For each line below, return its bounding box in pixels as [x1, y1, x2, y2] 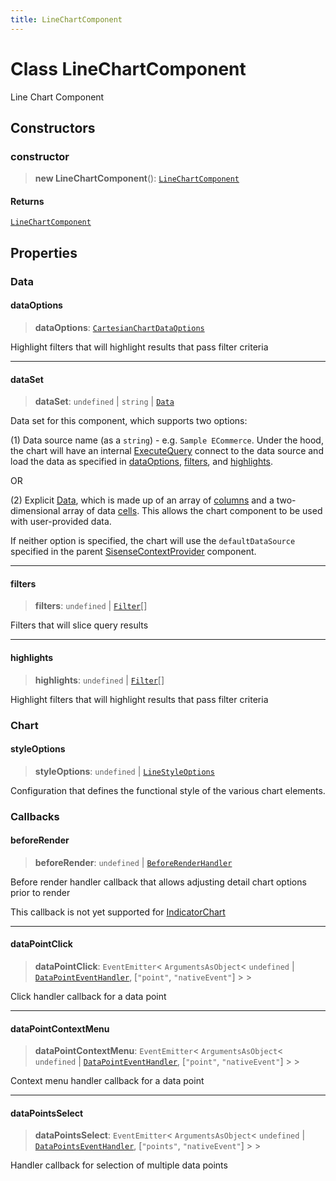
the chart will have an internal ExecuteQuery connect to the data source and [10, 445, 324, 457]
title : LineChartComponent [10, 14, 123, 25]
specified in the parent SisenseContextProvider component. [10, 546, 257, 558]
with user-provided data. [10, 516, 112, 528]
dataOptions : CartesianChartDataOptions [34, 321, 205, 333]
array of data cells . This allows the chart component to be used [62, 505, 323, 517]
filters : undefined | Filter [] [34, 600, 148, 612]
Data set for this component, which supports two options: [10, 415, 248, 427]
